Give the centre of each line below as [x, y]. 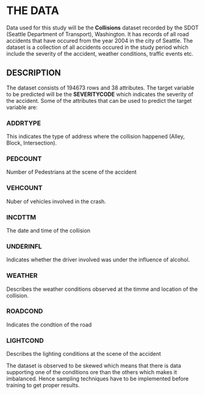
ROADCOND [25, 311]
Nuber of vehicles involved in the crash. [56, 201]
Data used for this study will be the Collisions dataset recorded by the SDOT [103, 28]
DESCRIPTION [34, 73]
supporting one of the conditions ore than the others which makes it [92, 372]
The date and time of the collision [48, 230]
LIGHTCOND [25, 340]
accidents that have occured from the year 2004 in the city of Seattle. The [100, 40]
